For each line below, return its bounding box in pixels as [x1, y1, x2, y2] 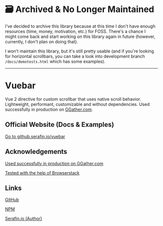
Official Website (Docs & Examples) [5, 121, 114, 129]
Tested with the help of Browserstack [5, 170, 80, 175]
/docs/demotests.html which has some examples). [5, 58, 106, 64]
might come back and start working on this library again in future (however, [5, 34, 156, 39]
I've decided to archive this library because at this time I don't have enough [5, 23, 156, 29]
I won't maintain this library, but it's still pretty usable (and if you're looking [5, 48, 154, 54]
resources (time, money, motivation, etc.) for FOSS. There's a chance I [5, 28, 146, 34]
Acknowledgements [5, 148, 67, 156]
